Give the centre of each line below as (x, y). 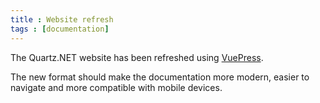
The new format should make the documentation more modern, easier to (160, 77)
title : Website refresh (62, 19)
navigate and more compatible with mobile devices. (116, 87)
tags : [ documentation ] (60, 29)
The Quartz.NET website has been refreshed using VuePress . (137, 57)
